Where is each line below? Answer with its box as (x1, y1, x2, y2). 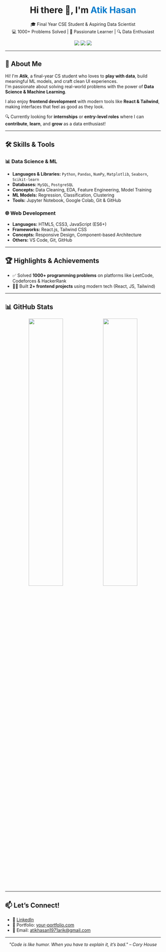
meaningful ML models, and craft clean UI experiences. (5, 78, 118, 84)
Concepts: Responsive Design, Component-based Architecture (12, 232, 142, 238)
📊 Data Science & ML (5, 158, 58, 165)
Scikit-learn (12, 177, 40, 183)
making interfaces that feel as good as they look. (5, 104, 105, 110)
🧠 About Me (5, 60, 42, 68)
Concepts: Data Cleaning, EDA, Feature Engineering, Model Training (12, 187, 152, 193)
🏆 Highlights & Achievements (5, 256, 100, 265)
